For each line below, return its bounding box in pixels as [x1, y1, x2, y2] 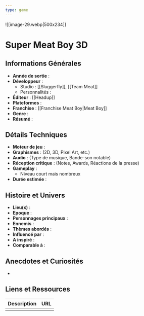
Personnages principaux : [12, 215, 68, 221]
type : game [5, 7, 28, 13]
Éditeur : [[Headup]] [12, 94, 55, 100]
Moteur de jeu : [12, 144, 45, 150]
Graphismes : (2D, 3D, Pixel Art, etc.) [12, 149, 90, 155]
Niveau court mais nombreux [20, 171, 81, 177]
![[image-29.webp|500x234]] [5, 21, 67, 27]
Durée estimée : [12, 176, 47, 183]
